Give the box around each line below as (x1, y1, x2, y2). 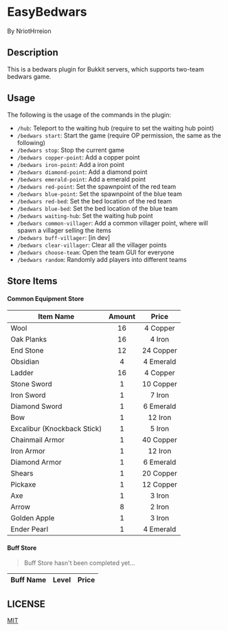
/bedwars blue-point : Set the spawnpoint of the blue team (16, 190, 182, 198)
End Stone (10, 346, 44, 355)
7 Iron (150, 390, 170, 400)
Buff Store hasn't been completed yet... (23, 559, 135, 567)
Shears (10, 469, 34, 478)
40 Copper (141, 435, 177, 445)
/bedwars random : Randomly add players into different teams (16, 255, 187, 263)
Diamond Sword (10, 401, 62, 411)
